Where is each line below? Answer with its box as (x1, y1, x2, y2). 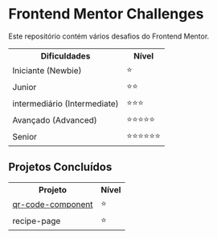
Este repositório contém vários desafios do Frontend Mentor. (8, 31, 210, 41)
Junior (12, 82, 37, 93)
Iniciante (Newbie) (12, 65, 82, 76)
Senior (12, 132, 38, 143)
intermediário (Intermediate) (12, 98, 119, 109)
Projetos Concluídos (8, 160, 113, 174)
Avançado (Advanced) (12, 115, 98, 126)
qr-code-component (12, 199, 94, 210)
